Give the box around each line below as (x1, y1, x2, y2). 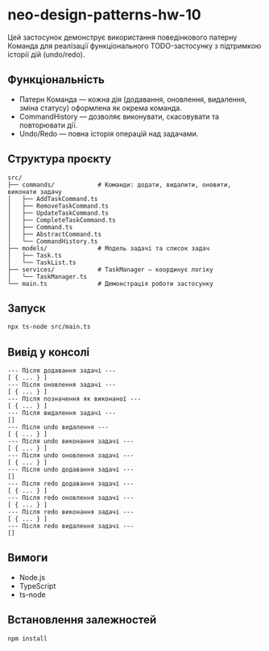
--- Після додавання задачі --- (7, 367, 116, 375)
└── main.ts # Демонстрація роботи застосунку (7, 279, 214, 288)
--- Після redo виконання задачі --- (7, 508, 134, 516)
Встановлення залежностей (7, 613, 157, 627)
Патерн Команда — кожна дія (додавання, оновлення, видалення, (19, 94, 247, 104)
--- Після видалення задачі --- (7, 409, 116, 418)
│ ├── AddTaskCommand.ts (7, 195, 98, 203)
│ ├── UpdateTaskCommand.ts (7, 208, 110, 217)
